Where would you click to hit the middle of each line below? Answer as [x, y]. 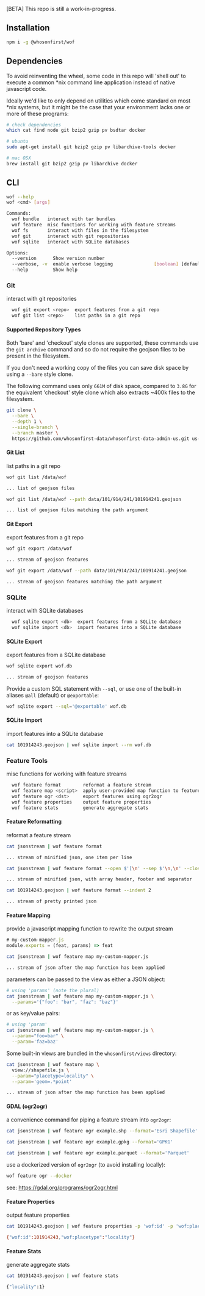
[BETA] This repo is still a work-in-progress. [61, 9]
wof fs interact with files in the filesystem [80, 230]
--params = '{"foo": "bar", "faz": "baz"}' [65, 1002]
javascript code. [27, 88]
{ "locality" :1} [26, 1287]
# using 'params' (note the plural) [53, 990]
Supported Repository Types [44, 329]
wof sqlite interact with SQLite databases [71, 242]
